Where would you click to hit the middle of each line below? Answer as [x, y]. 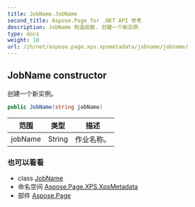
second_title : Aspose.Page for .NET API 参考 [74, 21]
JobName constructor [57, 75]
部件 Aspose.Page [44, 195]
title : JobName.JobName [43, 14]
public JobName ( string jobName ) [55, 107]
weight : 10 [23, 40]
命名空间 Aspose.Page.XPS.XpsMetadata [78, 186]
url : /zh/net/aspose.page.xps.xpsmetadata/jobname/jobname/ [98, 47]
